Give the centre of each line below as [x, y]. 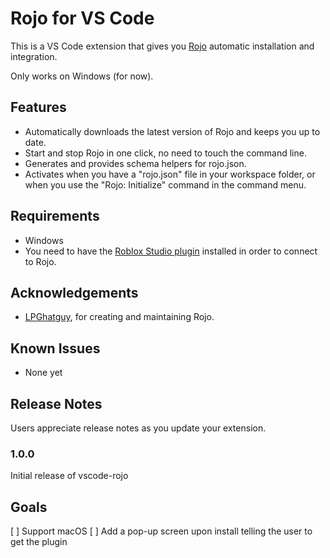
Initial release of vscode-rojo [69, 476]
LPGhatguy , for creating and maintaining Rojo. [119, 317]
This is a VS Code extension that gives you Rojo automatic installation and [162, 46]
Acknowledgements [74, 292]
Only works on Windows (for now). [82, 76]
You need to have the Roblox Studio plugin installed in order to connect [171, 251]
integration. [34, 56]
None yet [43, 373]
